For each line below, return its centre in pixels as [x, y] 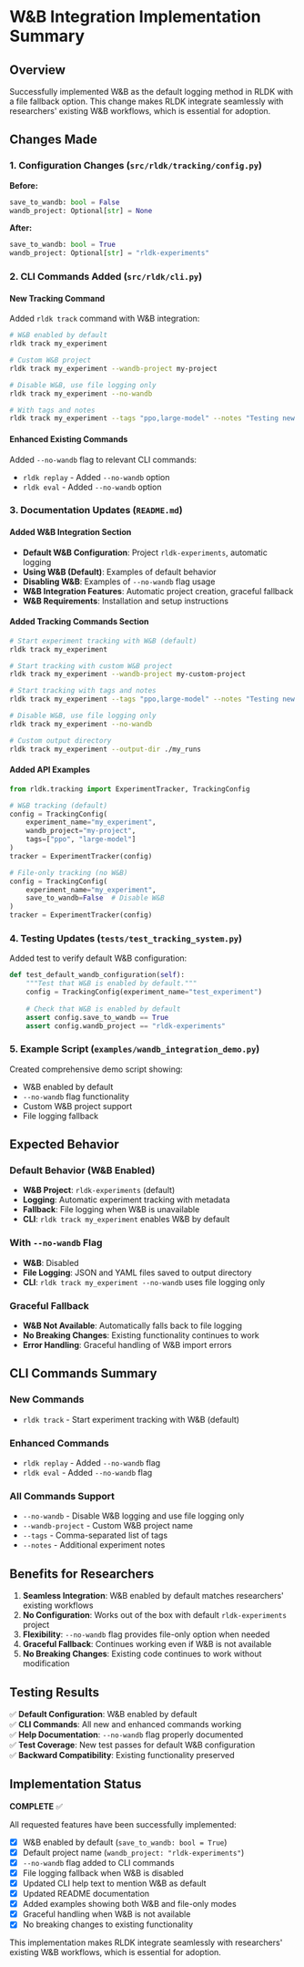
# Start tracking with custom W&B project [91, 666]
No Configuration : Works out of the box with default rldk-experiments [154, 1615]
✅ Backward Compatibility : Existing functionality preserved [122, 1755]
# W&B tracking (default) [58, 805]
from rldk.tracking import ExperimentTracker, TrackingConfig [130, 789]
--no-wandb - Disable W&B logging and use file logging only [133, 1516]
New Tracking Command [57, 298]
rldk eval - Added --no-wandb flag [87, 1473]
